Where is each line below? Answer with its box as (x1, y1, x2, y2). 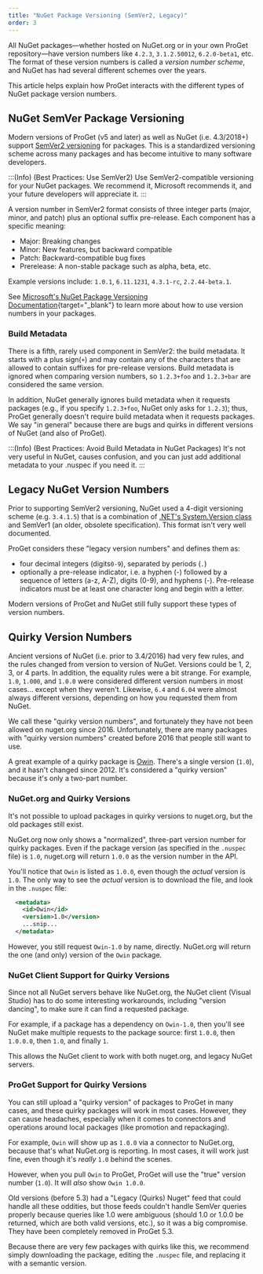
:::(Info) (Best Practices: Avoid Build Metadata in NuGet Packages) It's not (8, 443, 246, 452)
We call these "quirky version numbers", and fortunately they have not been (8, 716, 254, 727)
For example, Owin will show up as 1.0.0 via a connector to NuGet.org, (8, 1137, 235, 1147)
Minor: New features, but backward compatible (19, 245, 173, 254)
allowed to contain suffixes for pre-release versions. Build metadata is (8, 363, 234, 372)
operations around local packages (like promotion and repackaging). (8, 1122, 230, 1132)
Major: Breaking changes (19, 236, 101, 246)
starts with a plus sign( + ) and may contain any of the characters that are (8, 354, 241, 364)
